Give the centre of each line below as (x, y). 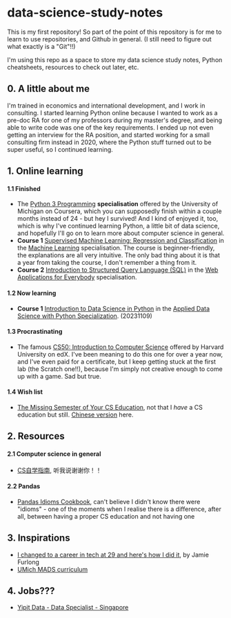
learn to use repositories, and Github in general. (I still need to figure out (109, 39)
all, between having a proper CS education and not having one (106, 516)
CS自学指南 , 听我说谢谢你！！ (59, 470)
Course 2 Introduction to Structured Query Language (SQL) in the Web (118, 270)
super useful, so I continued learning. (60, 149)
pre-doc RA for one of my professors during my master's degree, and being (115, 120)
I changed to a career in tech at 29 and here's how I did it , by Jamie (113, 555)
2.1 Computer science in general (54, 454)
